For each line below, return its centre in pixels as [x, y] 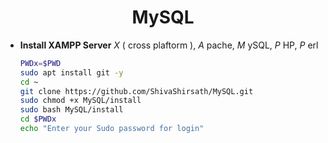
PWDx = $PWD [40, 63]
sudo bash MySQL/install [71, 110]
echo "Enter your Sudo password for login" [112, 129]
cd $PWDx [38, 119]
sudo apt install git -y [71, 72]
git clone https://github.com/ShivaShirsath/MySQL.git [136, 91]
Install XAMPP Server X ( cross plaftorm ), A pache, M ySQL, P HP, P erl [169, 45]
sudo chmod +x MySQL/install [80, 101]
